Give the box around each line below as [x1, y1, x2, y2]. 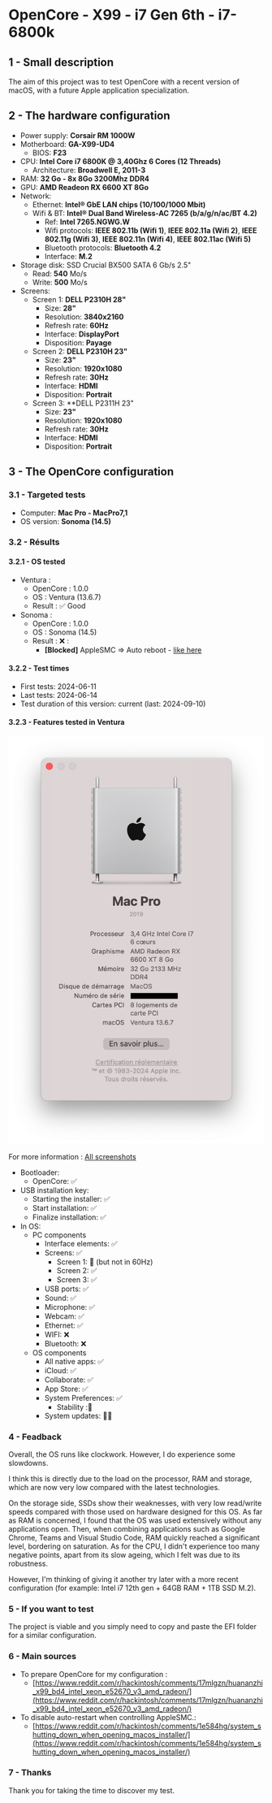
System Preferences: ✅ [44, 1393, 123, 1402]
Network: [19, 191, 52, 201]
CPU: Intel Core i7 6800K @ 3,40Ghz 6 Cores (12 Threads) [19, 156, 222, 166]
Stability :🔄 [56, 1402, 93, 1411]
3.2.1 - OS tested [8, 557, 66, 566]
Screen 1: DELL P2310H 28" [32, 294, 127, 304]
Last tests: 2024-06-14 [19, 690, 98, 700]
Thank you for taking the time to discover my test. [8, 1785, 175, 1795]
